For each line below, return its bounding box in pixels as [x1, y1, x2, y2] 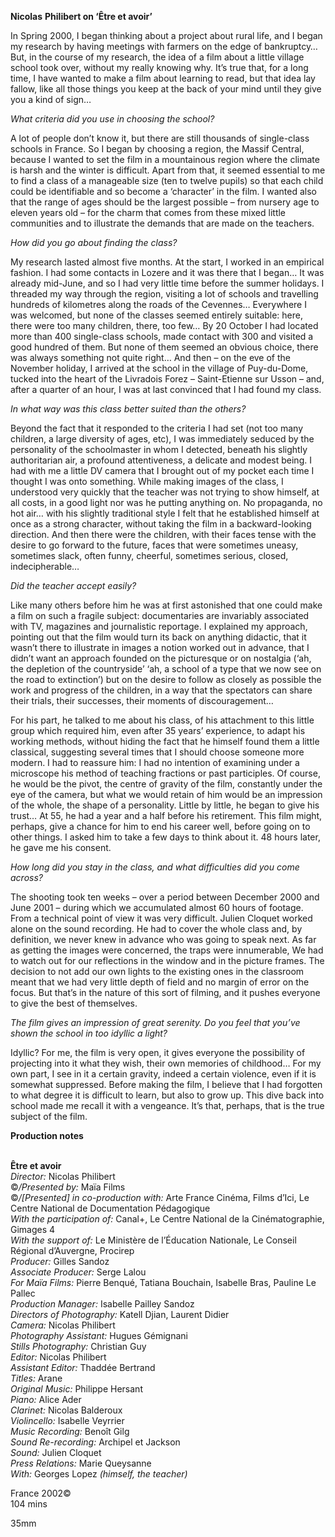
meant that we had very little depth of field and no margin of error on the [10, 976, 310, 988]
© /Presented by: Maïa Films [10, 1181, 126, 1193]
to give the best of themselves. [10, 997, 138, 1009]
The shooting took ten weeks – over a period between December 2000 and [10, 891, 320, 903]
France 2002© [10, 1487, 72, 1499]
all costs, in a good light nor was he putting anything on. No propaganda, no [10, 497, 323, 508]
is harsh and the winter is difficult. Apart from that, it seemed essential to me [10, 164, 326, 176]
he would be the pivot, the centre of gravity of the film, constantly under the [10, 778, 323, 790]
